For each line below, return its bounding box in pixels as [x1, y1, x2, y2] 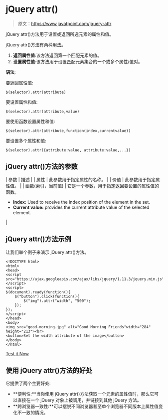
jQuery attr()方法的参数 [5, 162, 78, 171]
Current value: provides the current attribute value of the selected [12, 204, 150, 210]
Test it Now [5, 350, 29, 357]
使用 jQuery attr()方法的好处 [5, 366, 93, 375]
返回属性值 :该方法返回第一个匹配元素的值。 [12, 52, 102, 58]
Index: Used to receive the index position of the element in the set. [12, 199, 150, 205]
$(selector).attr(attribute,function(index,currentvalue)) [5, 128, 131, 133]
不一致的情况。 [17, 410, 48, 416]
